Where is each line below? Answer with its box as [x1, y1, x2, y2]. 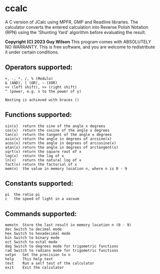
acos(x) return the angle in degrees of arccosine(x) [5, 141, 117, 146]
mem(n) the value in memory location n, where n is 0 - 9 [5, 166, 127, 171]
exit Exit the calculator [5, 265, 64, 270]
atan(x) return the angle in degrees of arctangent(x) [5, 145, 119, 150]
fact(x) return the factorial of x [5, 162, 77, 167]
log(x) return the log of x [5, 153, 64, 158]
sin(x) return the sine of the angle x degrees [5, 124, 106, 128]
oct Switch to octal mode [5, 239, 57, 245]
